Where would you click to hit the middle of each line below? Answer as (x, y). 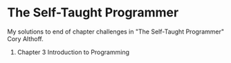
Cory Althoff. (25, 38)
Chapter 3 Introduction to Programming (73, 52)
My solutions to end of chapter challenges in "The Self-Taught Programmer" (116, 32)
